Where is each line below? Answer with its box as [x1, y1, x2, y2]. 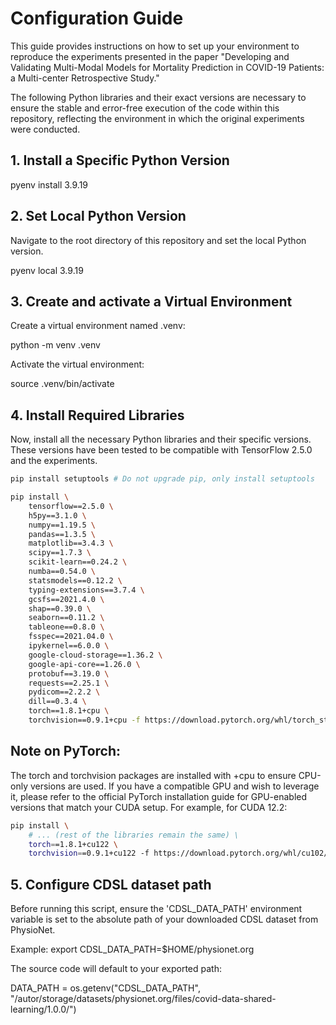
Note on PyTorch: [10, 743, 122, 760]
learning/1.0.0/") [10, 1003, 77, 1016]
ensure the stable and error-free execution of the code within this [10, 102, 280, 114]
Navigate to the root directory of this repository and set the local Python [10, 234, 307, 246]
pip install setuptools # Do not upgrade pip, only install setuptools [10, 474, 315, 484]
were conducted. [10, 123, 81, 135]
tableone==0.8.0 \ [28, 622, 105, 632]
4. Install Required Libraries [10, 407, 185, 424]
